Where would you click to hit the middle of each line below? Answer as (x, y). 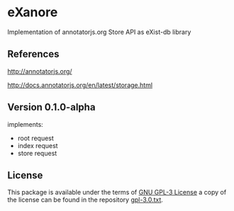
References (33, 54)
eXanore (33, 12)
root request (36, 138)
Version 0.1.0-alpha (51, 107)
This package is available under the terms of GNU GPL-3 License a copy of (117, 193)
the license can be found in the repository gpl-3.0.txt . (85, 200)
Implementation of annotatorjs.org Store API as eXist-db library (99, 32)
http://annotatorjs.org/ (40, 71)
